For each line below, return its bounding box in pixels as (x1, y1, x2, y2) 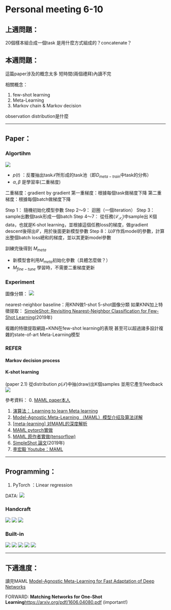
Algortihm (5, 150, 31, 157)
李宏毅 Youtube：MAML (12, 446, 64, 452)
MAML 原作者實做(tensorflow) (12, 433, 76, 439)
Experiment (5, 278, 35, 286)
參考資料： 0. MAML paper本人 (5, 397, 70, 403)
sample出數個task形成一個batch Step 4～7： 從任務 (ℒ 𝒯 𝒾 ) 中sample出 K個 (5, 214, 157, 222)
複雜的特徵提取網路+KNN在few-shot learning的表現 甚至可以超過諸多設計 (5, 325, 159, 332)
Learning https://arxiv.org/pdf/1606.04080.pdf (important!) (5, 599, 128, 605)
